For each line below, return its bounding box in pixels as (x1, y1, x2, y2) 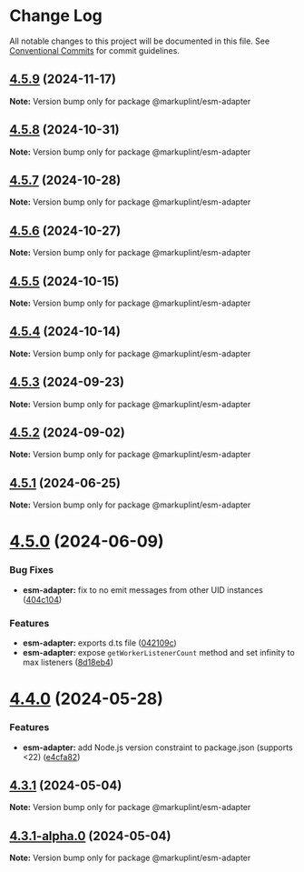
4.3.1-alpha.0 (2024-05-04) (9, 828, 172, 844)
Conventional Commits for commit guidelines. (9, 45, 180, 55)
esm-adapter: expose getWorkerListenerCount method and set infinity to (22, 647, 295, 658)
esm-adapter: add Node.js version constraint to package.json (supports (22, 742, 293, 753)
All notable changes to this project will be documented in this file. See (9, 35, 270, 46)
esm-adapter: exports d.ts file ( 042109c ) (22, 637, 177, 648)
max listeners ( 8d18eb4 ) (22, 657, 113, 668)
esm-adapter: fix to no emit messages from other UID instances (22, 584, 263, 596)
